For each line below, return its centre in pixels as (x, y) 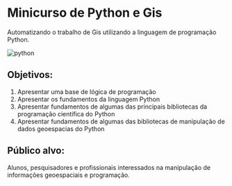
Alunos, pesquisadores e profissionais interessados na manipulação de (109, 167)
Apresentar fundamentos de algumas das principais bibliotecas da (112, 107)
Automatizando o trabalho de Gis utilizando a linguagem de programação (112, 32)
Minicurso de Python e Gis (85, 13)
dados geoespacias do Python (61, 129)
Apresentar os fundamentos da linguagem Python (89, 99)
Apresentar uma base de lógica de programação (86, 91)
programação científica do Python (66, 114)
